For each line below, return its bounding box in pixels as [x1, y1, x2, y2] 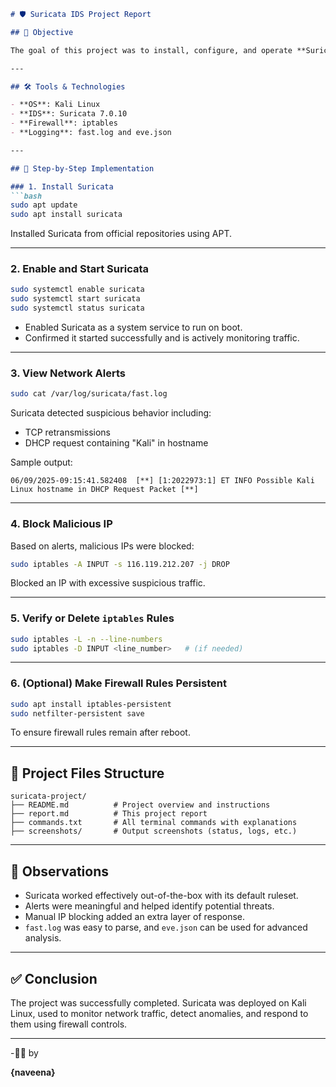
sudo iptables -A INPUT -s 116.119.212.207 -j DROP [10, 559, 230, 569]
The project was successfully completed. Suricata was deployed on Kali [10, 996, 307, 1009]
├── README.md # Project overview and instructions [10, 800, 271, 810]
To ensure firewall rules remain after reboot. [10, 726, 191, 739]
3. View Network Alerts [10, 366, 126, 380]
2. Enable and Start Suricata [10, 262, 150, 276]
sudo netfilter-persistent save [10, 708, 145, 719]
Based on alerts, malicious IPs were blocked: [10, 540, 195, 552]
